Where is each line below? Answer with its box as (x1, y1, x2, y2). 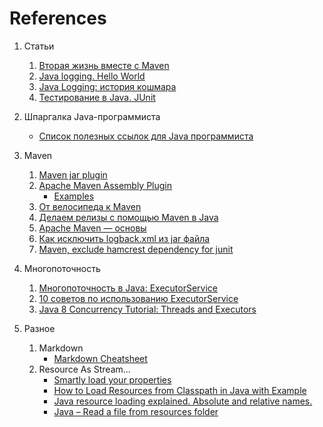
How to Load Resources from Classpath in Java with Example (53, 384, 307, 396)
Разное (23, 322, 56, 334)
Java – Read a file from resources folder (53, 405, 219, 417)
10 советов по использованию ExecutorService (38, 292, 239, 304)
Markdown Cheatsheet (53, 352, 148, 364)
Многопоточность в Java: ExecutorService (38, 282, 218, 294)
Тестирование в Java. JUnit (38, 91, 156, 103)
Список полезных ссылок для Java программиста (38, 130, 254, 142)
